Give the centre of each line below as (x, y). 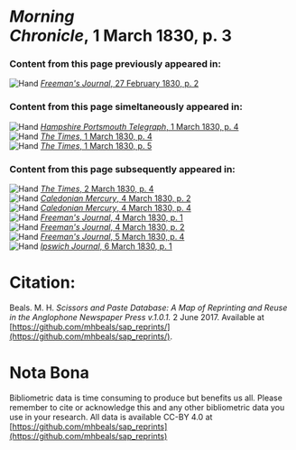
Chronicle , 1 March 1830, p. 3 (121, 36)
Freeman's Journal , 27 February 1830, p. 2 (120, 84)
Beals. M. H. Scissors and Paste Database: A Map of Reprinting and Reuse (148, 308)
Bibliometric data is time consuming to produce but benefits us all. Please (146, 398)
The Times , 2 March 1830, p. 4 (97, 189)
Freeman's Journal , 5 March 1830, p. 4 (112, 237)
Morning (42, 17)
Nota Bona (50, 373)
